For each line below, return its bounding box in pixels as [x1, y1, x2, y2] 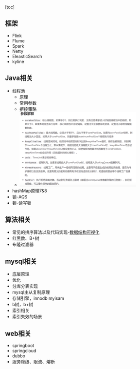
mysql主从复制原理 [12, 290, 50, 295]
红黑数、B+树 [12, 235, 40, 241]
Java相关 [5, 74, 33, 82]
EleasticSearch [12, 53, 42, 59]
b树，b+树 [12, 302, 34, 308]
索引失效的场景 [12, 314, 42, 320]
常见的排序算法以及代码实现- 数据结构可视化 [12, 229, 100, 235]
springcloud [12, 348, 36, 354]
